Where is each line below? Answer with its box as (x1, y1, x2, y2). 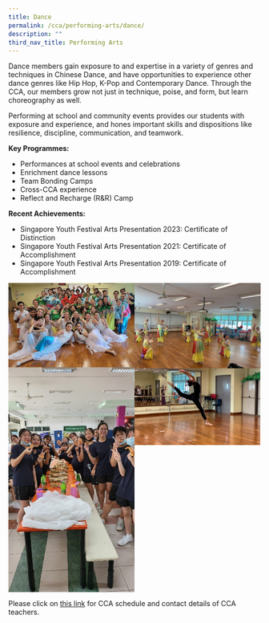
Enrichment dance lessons (19, 168, 108, 177)
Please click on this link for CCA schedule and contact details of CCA (8, 598, 236, 608)
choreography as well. (8, 96, 82, 105)
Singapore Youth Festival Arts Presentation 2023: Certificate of (19, 225, 228, 234)
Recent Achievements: (8, 209, 86, 218)
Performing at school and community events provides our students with (8, 111, 245, 120)
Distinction (19, 233, 56, 242)
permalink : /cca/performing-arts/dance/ (8, 21, 146, 30)
